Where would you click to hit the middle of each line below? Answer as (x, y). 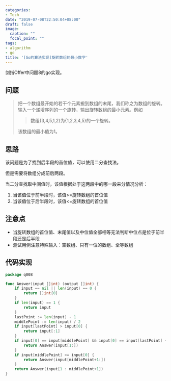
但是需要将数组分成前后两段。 (36, 173)
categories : (18, 10)
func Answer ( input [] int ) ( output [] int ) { (52, 284)
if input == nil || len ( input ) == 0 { (55, 289)
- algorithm (18, 48)
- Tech (12, 15)
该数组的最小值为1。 (39, 132)
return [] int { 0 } (41, 293)
